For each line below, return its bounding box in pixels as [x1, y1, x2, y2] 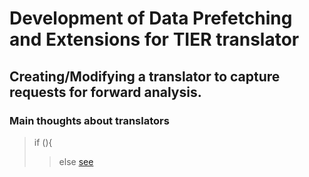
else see [58, 155, 94, 167]
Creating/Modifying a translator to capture [9, 68, 281, 85]
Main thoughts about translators [9, 113, 170, 127]
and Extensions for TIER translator [9, 28, 300, 51]
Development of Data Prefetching [9, 7, 293, 30]
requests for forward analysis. [9, 83, 202, 101]
